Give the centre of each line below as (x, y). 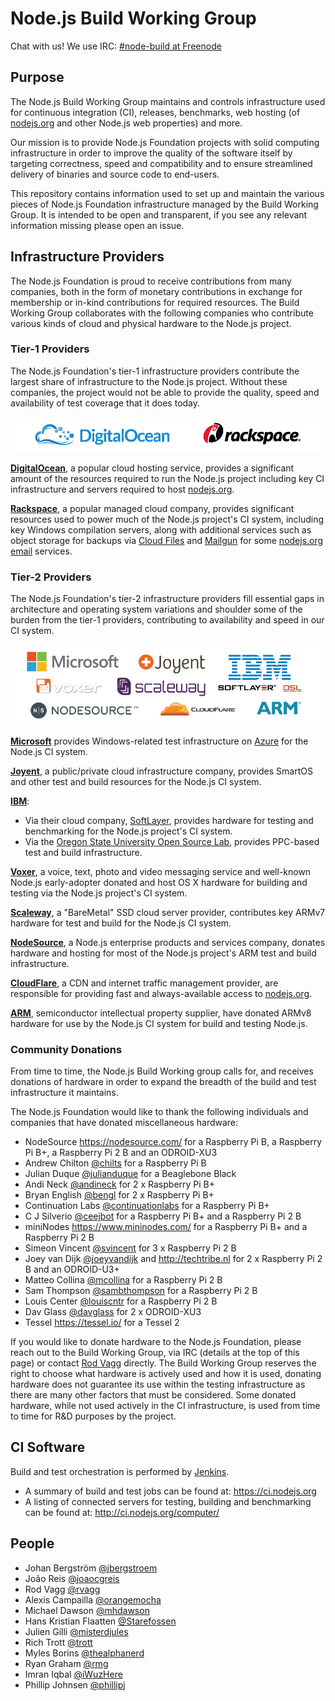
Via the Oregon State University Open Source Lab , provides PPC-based (172, 841)
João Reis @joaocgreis (72, 1578)
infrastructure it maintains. (64, 1093)
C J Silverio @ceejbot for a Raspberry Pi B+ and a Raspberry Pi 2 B (163, 1216)
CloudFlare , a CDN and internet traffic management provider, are (144, 983)
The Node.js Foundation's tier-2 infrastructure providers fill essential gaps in (167, 599)
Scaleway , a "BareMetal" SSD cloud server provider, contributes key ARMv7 (168, 912)
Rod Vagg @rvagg (62, 1589)
